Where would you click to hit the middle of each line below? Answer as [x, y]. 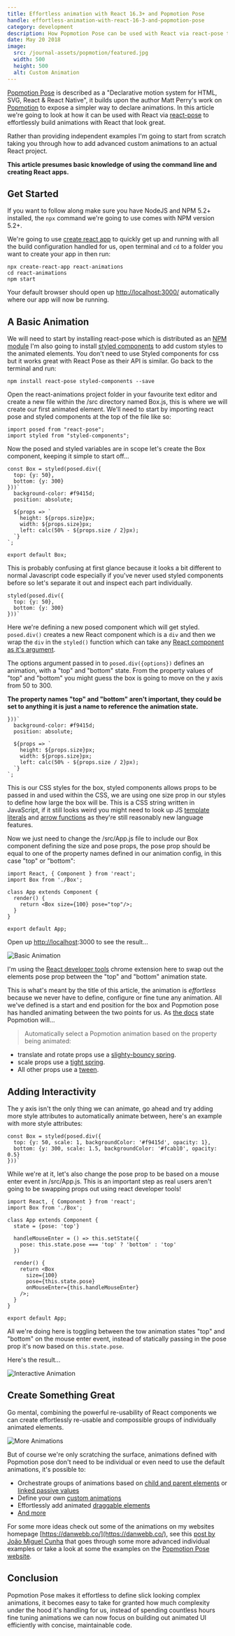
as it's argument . [31, 650]
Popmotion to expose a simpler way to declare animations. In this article [111, 107]
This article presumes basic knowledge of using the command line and [112, 164]
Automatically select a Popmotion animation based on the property [121, 1034]
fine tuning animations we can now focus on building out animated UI [107, 1617]
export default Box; [37, 555]
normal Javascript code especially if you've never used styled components [115, 575]
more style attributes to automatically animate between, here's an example [115, 1115]
